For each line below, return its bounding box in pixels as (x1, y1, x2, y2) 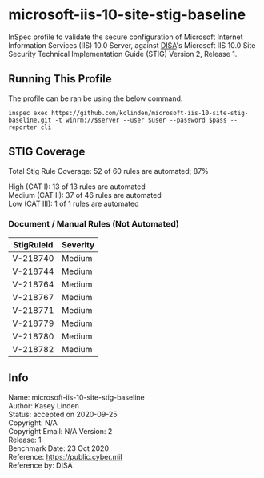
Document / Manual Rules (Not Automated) (8, 219, 180, 230)
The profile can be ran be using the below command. (8, 94, 183, 103)
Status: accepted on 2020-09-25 (8, 409, 118, 419)
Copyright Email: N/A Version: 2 (8, 426, 113, 436)
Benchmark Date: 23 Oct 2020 (8, 443, 110, 453)
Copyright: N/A (8, 418, 58, 428)
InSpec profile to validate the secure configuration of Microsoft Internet (8, 32, 243, 42)
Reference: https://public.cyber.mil (8, 452, 122, 461)
